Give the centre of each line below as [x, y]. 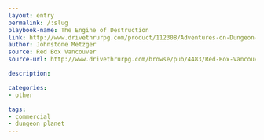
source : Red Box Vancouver [52, 52]
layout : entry [31, 15]
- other [21, 95]
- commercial [29, 116]
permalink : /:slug [38, 23]
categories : [27, 87]
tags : [17, 109]
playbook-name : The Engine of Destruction [79, 30]
